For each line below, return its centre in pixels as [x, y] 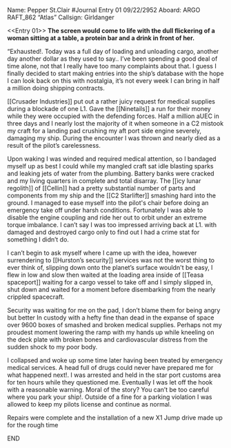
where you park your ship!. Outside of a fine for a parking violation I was [110, 397]
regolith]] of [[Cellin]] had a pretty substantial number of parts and [101, 188]
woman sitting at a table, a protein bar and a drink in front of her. [101, 38]
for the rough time [33, 425]
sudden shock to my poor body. [52, 347]
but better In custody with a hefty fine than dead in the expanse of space [111, 318]
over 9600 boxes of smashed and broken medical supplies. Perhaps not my [114, 325]
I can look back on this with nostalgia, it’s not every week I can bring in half [114, 81]
